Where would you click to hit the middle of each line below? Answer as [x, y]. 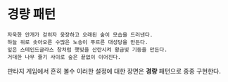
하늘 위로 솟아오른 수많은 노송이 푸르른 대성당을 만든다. [78, 42]
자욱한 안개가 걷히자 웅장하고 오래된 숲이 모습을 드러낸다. [80, 35]
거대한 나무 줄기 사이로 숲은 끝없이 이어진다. [64, 57]
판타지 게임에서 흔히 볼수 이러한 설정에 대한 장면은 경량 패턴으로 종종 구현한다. [114, 71]
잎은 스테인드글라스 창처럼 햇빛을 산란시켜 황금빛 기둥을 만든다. [87, 50]
